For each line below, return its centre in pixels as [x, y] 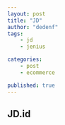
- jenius [33, 47]
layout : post [26, 14]
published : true [31, 85]
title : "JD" [25, 20]
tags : [15, 34]
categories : [25, 60]
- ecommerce [37, 72]
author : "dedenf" [33, 27]
